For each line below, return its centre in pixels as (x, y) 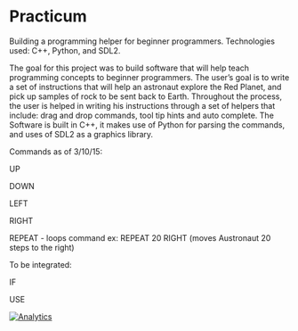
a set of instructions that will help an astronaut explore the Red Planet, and (145, 87)
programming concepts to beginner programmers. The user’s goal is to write (149, 77)
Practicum (48, 17)
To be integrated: (41, 264)
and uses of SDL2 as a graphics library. (81, 134)
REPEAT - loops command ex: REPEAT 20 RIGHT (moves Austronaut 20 (140, 237)
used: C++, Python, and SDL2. (65, 50)
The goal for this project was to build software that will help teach (129, 68)
